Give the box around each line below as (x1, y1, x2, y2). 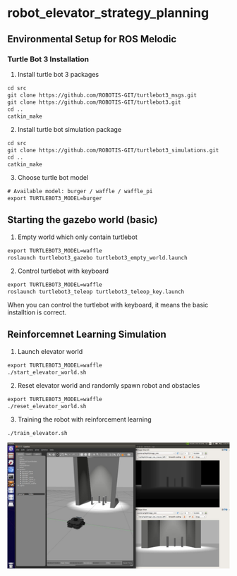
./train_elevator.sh (7, 429, 68, 436)
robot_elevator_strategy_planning (7, 5, 209, 21)
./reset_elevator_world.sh (7, 403, 87, 410)
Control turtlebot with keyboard (17, 266, 109, 275)
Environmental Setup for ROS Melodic (7, 33, 177, 45)
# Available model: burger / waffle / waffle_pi (7, 188, 153, 195)
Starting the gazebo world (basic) (7, 214, 158, 226)
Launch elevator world (17, 347, 83, 355)
